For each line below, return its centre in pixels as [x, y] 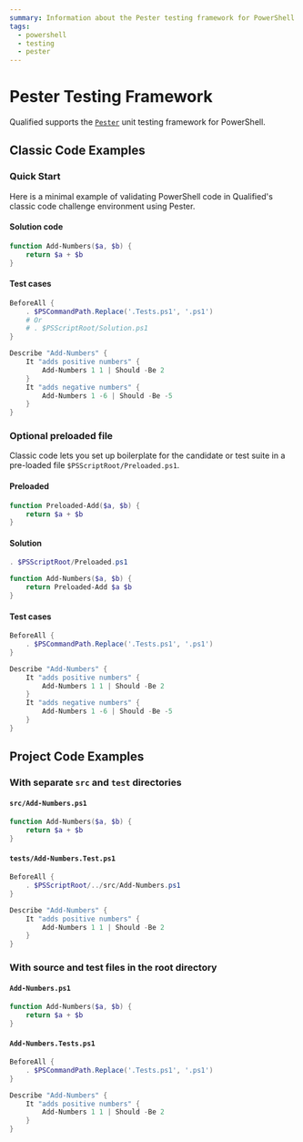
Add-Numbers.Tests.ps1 [52, 1044]
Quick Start [35, 177]
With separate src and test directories [96, 782]
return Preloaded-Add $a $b [79, 587]
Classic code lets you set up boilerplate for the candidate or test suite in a [147, 455]
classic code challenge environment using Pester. [102, 206]
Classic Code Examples [77, 151]
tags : [20, 26]
